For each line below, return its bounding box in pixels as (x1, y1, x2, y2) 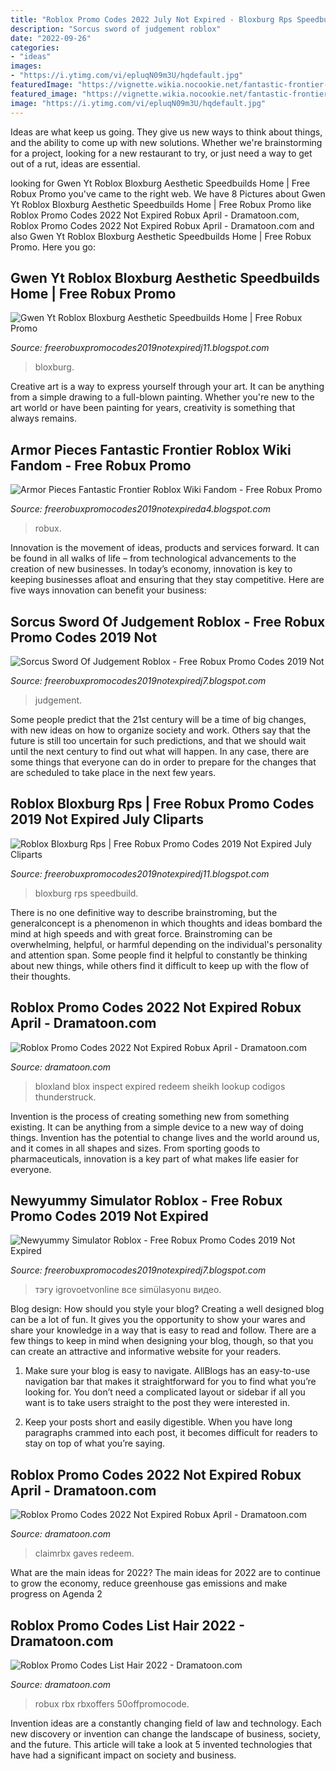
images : (10, 61, 43, 71)
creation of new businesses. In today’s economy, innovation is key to (10, 563, 293, 575)
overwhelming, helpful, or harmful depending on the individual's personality (10, 938, 323, 950)
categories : (10, 42, 60, 53)
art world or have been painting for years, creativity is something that (10, 402, 296, 414)
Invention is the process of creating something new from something (10, 1110, 290, 1122)
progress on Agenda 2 (10, 1588, 103, 1600)
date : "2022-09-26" (10, 33, 92, 43)
